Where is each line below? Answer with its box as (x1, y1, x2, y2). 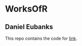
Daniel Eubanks (5, 23, 53, 31)
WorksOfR (5, 3, 48, 15)
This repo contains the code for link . (5, 35, 78, 41)
